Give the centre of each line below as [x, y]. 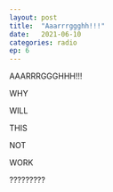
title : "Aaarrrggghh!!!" [57, 26]
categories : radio [43, 42]
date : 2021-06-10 [45, 34]
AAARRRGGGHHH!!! [46, 76]
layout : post [33, 17]
